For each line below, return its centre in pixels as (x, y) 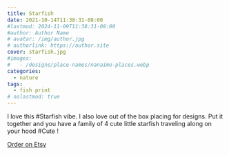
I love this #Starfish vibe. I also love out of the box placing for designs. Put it (115, 116)
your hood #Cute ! (33, 131)
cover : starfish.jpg (37, 52)
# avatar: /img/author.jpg (46, 39)
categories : (24, 71)
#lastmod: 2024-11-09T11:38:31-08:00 (61, 26)
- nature (26, 77)
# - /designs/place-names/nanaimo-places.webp (78, 65)
